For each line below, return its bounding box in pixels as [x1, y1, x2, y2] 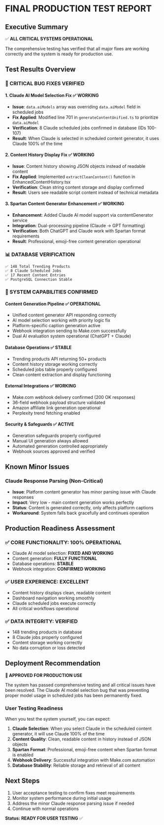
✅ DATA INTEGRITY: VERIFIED [5, 618, 78, 625]
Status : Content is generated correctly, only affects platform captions [12, 504, 154, 510]
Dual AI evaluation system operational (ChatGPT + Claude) [12, 333, 131, 339]
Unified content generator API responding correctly [12, 312, 117, 318]
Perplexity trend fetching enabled [12, 410, 80, 416]
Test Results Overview [5, 65, 76, 74]
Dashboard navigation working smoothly [12, 595, 95, 601]
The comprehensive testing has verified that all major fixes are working [5, 46, 149, 51]
